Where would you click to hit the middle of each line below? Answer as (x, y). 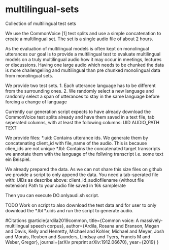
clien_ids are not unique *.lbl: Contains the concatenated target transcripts (83, 148)
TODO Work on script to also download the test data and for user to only (81, 205)
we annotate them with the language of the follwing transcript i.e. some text (84, 154)
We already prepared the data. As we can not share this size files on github (84, 169)
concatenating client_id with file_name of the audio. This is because (76, 143)
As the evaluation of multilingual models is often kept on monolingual (77, 48)
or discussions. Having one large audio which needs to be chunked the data (84, 65)
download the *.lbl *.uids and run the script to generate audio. (69, 210)
